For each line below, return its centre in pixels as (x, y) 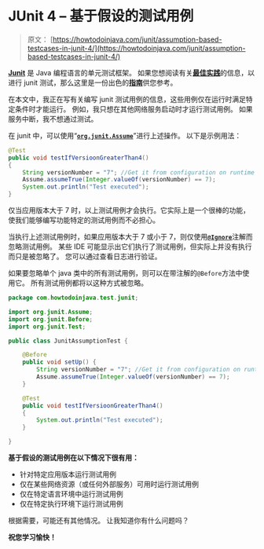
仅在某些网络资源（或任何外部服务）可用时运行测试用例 (109, 485)
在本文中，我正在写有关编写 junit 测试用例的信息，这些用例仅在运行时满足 (127, 99)
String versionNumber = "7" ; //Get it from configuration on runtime (139, 172)
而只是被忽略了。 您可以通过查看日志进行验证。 (85, 257)
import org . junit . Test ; (47, 327)
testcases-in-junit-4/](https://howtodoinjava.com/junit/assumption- (136, 48)
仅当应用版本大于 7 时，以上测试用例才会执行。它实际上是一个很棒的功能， (129, 210)
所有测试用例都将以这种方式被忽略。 (89, 283)
